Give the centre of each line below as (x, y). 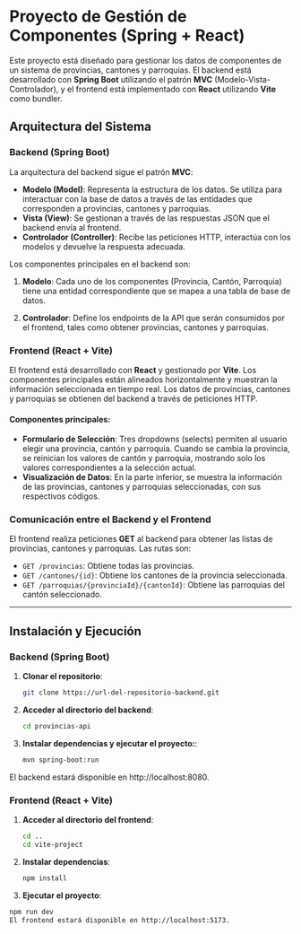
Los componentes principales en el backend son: (100, 264)
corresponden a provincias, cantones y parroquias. (116, 208)
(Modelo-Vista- (243, 79)
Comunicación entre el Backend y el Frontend (110, 519)
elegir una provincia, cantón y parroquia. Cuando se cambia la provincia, (156, 449)
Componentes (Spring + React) (127, 35)
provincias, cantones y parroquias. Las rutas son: (100, 548)
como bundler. (36, 98)
